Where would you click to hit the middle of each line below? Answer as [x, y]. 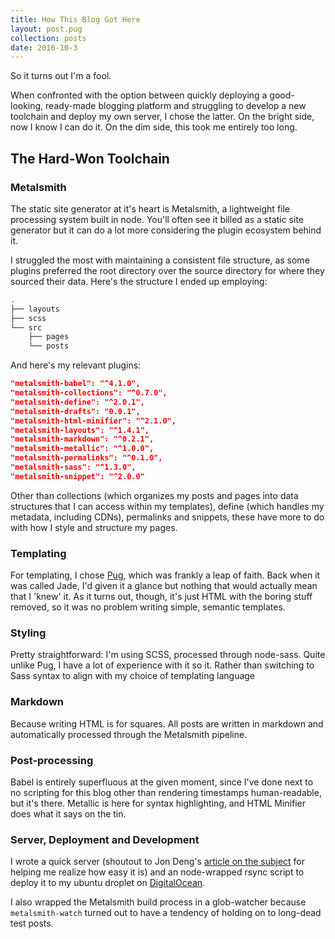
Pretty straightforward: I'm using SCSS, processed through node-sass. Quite [168, 655]
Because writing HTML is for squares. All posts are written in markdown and [167, 723]
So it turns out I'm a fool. [61, 76]
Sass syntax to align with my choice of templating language [133, 676]
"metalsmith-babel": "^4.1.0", [75, 384]
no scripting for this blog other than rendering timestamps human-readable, [166, 792]
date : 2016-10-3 [44, 47]
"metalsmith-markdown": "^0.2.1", [82, 439]
